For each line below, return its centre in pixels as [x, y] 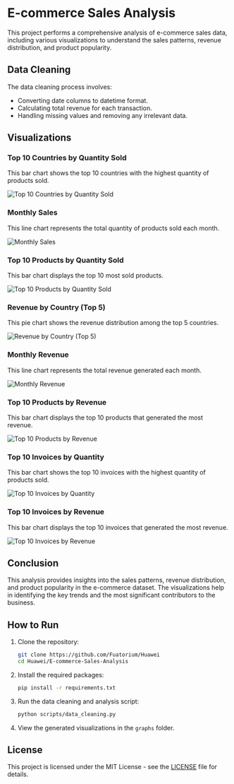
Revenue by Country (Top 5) [56, 307]
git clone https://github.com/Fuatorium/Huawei [88, 655]
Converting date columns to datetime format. [82, 100]
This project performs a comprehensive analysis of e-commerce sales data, [117, 32]
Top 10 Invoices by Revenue [56, 512]
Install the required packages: [61, 675]
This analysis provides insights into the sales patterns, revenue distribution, [117, 580]
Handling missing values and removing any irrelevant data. [103, 115]
